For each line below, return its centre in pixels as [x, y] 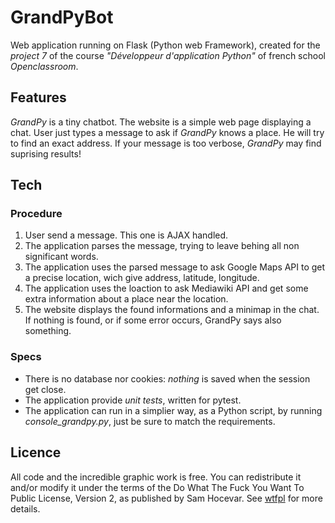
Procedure [36, 214]
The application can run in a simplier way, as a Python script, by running [173, 410]
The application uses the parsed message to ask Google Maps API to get [175, 267]
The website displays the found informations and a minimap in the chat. [172, 310]
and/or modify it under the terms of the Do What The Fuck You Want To [157, 487]
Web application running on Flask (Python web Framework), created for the [165, 45]
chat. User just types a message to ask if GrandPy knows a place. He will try [167, 132]
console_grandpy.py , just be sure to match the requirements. [150, 421]
